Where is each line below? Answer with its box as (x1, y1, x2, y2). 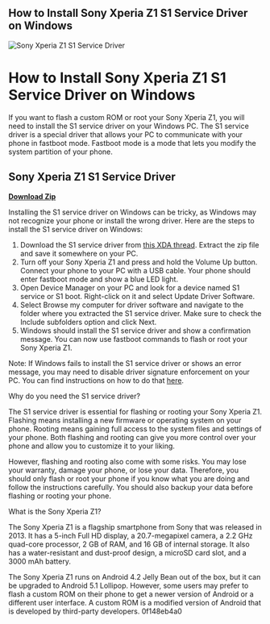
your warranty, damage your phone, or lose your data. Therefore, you (8, 465, 239, 475)
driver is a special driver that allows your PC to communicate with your (8, 129, 243, 139)
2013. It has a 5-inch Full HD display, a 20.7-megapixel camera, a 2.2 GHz (8, 530, 253, 540)
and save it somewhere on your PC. (19, 248, 139, 258)
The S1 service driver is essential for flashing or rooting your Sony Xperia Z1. (8, 406, 263, 416)
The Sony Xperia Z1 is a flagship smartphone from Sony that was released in (8, 522, 262, 531)
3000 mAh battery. (8, 556, 71, 566)
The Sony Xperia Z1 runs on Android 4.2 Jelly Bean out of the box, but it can (8, 572, 261, 581)
